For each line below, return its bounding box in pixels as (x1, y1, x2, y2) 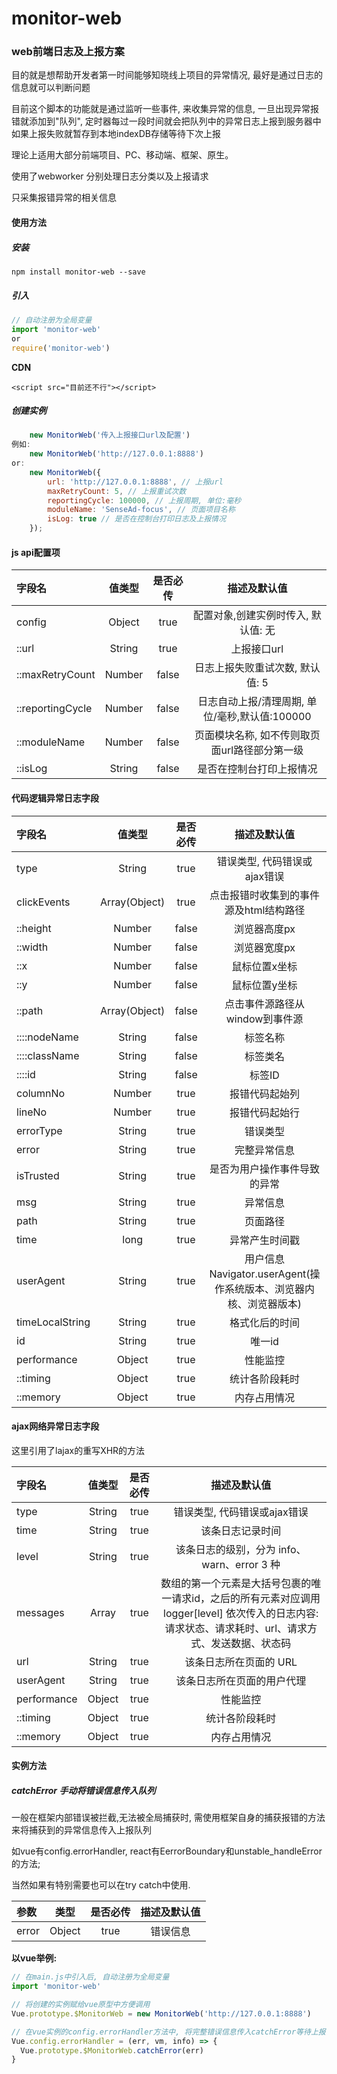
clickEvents (16, 895, 71, 909)
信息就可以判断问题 (11, 82, 91, 94)
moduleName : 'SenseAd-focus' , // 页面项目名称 (47, 505, 236, 515)
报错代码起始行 (229, 1105, 300, 1119)
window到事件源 (225, 1012, 304, 1026)
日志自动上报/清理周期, (197, 695, 305, 709)
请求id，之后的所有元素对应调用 (171, 1591, 321, 1605)
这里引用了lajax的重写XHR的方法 (11, 1444, 146, 1456)
